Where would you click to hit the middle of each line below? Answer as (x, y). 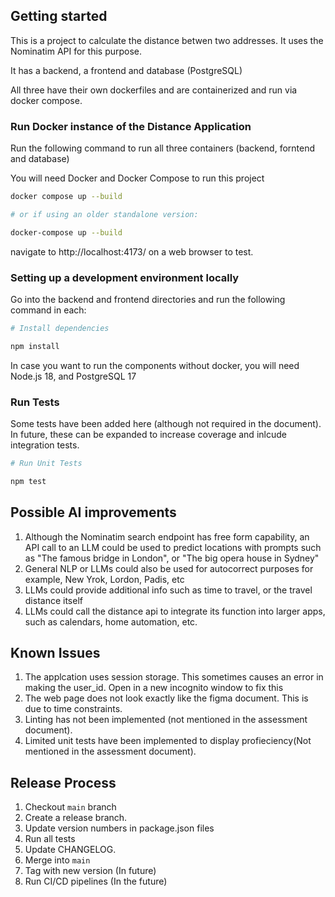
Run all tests (50, 839)
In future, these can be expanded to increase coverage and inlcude (148, 435)
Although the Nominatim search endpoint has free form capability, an (167, 536)
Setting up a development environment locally (125, 277)
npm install (35, 346)
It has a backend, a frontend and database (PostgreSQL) (126, 70)
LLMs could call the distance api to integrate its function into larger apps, (175, 611)
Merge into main (57, 860)
